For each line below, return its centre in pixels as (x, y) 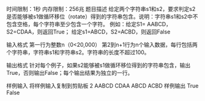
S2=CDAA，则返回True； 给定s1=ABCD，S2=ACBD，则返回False (88, 32)
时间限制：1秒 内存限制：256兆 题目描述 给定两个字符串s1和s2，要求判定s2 (101, 9)
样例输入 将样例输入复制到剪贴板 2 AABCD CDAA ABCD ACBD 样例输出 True (102, 86)
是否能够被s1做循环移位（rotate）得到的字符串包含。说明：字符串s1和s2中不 (102, 16)
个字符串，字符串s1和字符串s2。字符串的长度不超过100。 (78, 52)
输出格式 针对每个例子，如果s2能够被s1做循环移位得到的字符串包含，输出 (99, 65)
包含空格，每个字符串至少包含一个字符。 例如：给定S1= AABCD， (89, 24)
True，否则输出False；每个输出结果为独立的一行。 (70, 73)
